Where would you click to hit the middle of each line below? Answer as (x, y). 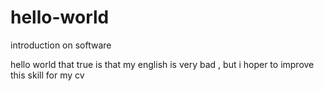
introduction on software (61, 45)
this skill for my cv (47, 75)
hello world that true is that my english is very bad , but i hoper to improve (162, 64)
